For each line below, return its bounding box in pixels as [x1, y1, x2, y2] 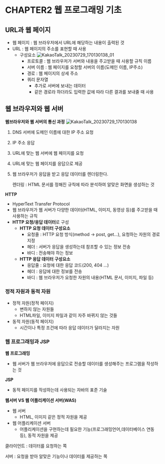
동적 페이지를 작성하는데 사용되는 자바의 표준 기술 [12, 387, 107, 393]
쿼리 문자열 [27, 77, 48, 82]
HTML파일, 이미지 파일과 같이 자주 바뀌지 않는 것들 [19, 312, 117, 318]
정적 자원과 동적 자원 [5, 288, 51, 295]
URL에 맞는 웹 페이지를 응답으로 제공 [12, 161, 83, 166]
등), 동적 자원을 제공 [19, 432, 58, 438]
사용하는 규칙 [12, 213, 38, 219]
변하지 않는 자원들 [19, 306, 54, 312]
